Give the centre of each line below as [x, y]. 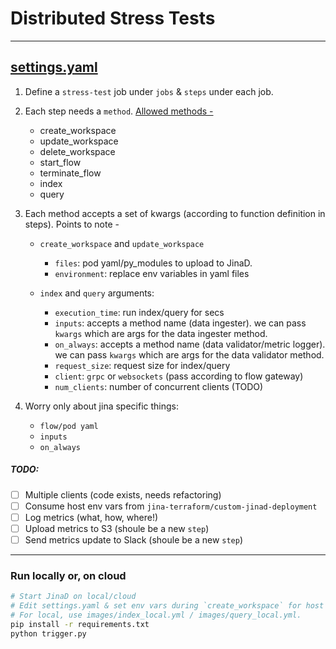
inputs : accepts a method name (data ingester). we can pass [180, 323]
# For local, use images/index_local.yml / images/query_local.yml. [156, 615]
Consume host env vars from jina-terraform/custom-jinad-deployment [171, 506]
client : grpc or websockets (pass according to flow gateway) [179, 376]
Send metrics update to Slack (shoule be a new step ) [134, 539]
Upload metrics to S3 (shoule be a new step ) [117, 528]
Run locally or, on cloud [68, 575]
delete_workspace [77, 151]
